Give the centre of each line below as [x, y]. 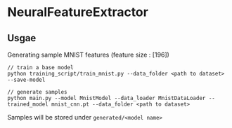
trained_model [28, 104]
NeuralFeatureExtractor [78, 12]
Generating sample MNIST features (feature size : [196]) [89, 55]
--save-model [26, 80]
